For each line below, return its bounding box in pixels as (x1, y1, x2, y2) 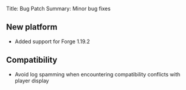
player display (14, 77, 49, 84)
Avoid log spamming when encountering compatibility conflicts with (14, 70, 181, 78)
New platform (6, 22, 57, 32)
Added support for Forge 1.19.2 (14, 38, 90, 45)
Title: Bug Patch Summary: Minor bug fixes (6, 5, 111, 12)
